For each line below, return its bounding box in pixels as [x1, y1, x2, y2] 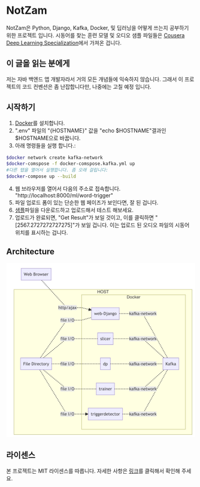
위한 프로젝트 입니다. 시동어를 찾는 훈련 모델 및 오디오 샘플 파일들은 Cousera [6, 31, 185, 39]
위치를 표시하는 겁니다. [14, 229, 68, 236]
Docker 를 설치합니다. [14, 119, 65, 127]
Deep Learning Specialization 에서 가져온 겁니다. [6, 39, 122, 46]
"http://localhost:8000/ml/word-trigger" [14, 192, 114, 199]
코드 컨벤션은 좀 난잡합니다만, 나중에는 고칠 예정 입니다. [22, 83, 151, 90]
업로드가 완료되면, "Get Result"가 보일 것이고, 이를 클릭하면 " [14, 214, 158, 221]
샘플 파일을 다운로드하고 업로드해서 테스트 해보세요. [14, 206, 134, 214]
